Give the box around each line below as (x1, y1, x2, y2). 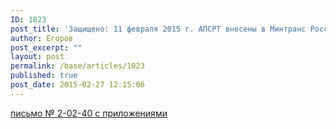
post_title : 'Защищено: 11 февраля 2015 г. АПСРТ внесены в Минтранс (10, 24, 307, 34)
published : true (10, 71, 78, 81)
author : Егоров (10, 33, 74, 43)
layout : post (10, 52, 65, 62)
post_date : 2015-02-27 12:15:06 (10, 80, 145, 90)
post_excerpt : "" (10, 42, 83, 53)
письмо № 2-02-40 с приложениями (10, 107, 168, 119)
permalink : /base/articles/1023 (10, 61, 145, 71)
